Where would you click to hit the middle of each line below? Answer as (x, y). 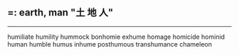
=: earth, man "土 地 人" (60, 13)
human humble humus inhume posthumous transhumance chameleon (110, 44)
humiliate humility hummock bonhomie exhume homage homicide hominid (116, 37)
